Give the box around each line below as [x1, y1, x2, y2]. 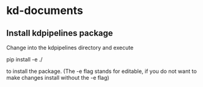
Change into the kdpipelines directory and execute [6, 44, 134, 51]
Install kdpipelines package [6, 28, 113, 38]
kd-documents [6, 4, 84, 18]
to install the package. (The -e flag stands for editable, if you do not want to [6, 68, 197, 75]
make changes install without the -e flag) [6, 74, 109, 81]
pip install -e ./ [6, 56, 43, 63]
